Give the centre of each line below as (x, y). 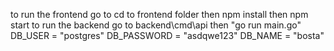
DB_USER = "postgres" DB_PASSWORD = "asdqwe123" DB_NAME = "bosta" (167, 35)
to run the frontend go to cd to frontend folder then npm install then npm (159, 14)
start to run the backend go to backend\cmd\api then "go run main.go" (156, 25)
